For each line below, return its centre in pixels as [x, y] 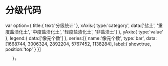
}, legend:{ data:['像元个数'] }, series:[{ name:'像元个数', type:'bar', [75, 38]
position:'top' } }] [23, 49]
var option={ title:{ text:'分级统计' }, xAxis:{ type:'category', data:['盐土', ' [82, 25]
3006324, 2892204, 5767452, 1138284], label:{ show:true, [89, 44]
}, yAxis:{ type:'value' [141, 31]
